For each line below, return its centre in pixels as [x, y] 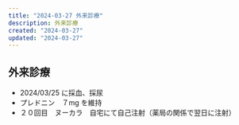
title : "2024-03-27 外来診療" [56, 16]
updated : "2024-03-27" [46, 38]
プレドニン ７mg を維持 [61, 103]
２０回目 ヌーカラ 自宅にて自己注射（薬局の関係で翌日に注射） [127, 113]
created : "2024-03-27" [46, 30]
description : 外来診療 [43, 23]
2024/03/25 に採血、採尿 [61, 93]
